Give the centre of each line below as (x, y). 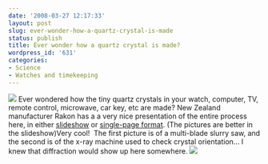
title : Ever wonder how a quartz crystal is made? (94, 46)
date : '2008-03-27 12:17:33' (57, 16)
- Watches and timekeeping (53, 75)
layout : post (30, 23)
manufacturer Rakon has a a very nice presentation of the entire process (128, 116)
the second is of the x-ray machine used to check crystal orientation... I (126, 142)
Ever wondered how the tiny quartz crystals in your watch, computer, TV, (138, 99)
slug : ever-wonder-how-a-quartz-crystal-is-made (91, 30)
